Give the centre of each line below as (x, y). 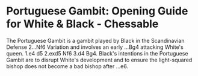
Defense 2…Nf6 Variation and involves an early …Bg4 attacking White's (95, 47)
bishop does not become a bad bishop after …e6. (67, 66)
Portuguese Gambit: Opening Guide (97, 11)
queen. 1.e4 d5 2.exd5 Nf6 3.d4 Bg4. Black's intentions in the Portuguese (97, 53)
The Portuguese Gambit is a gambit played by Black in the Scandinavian (95, 40)
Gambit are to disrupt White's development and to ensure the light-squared (99, 60)
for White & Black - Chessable (82, 24)
